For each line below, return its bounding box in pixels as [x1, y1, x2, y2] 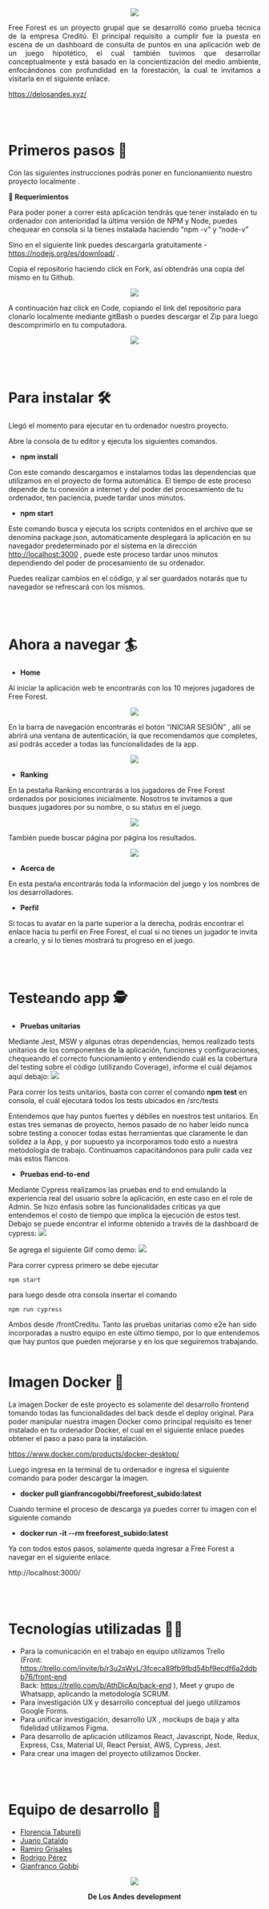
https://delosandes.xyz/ [8, 90, 87, 99]
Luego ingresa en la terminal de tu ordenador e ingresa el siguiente [8, 1464, 230, 1474]
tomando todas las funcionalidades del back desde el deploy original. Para [8, 1408, 254, 1417]
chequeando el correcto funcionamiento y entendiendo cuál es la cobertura [8, 1053, 258, 1063]
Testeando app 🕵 [8, 989, 128, 1007]
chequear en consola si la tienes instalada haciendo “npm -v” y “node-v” [8, 224, 249, 234]
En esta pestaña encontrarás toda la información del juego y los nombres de [8, 879, 260, 888]
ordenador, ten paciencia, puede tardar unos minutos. [8, 493, 186, 502]
